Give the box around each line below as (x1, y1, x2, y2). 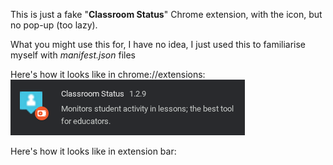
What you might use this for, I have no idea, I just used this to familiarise (10, 39, 307, 50)
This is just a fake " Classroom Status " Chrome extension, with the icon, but (10, 9, 323, 20)
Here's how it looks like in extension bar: (10, 145, 177, 157)
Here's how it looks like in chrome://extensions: (10, 69, 206, 80)
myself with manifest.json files (10, 49, 136, 61)
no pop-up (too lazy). (10, 19, 98, 31)
